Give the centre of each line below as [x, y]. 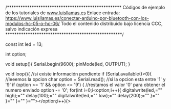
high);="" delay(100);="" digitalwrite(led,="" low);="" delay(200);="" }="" [82, 96]
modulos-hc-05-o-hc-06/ [33, 23]
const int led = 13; [24, 44]
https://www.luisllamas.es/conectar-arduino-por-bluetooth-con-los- [77, 18]
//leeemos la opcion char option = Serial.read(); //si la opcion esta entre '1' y [85, 79]
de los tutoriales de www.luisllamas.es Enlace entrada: [63, 13]
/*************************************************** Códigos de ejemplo [85, 7]
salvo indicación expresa [31, 29]
